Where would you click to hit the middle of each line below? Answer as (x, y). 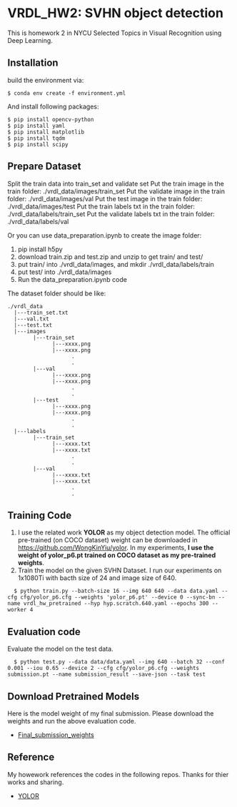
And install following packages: (53, 106)
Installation (33, 63)
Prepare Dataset (44, 167)
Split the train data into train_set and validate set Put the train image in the (116, 183)
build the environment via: (46, 80)
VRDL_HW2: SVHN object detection (115, 13)
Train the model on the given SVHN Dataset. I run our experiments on (120, 570)
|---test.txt (33, 325)
